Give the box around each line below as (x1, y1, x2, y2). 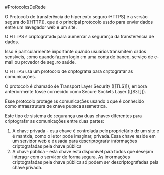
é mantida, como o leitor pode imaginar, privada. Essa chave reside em (12, 133, 156, 139)
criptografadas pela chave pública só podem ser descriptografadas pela (12, 159, 159, 165)
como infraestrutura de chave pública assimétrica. (5, 104, 107, 109)
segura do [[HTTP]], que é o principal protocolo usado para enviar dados (5, 19, 153, 25)
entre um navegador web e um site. (5, 24, 77, 30)
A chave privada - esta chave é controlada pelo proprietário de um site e (12, 128, 160, 134)
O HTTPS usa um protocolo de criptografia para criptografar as (5, 69, 133, 74)
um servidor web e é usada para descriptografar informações (12, 138, 137, 144)
